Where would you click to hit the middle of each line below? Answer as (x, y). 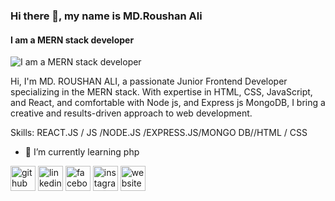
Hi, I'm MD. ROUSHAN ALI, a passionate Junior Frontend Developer (149, 81)
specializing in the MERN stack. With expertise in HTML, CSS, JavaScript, (161, 92)
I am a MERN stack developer (72, 40)
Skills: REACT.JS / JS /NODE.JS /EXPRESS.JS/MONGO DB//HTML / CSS (159, 133)
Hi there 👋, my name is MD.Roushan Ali (106, 16)
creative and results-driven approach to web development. (131, 113)
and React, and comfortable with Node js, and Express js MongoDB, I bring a (168, 103)
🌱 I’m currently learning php (82, 152)
